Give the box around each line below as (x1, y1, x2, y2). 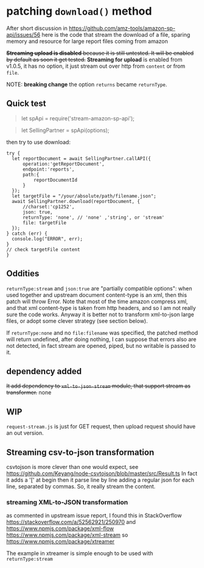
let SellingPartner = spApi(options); (21, 127, 110, 134)
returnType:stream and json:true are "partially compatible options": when (6, 284, 192, 292)
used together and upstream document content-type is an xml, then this (6, 291, 188, 298)
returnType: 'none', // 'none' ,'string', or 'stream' (22, 214, 165, 221)
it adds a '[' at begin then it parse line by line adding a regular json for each (6, 476, 195, 484)
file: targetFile (22, 219, 67, 226)
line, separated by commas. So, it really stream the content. (6, 483, 156, 490)
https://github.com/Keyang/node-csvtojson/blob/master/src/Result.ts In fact (6, 470, 198, 477)
